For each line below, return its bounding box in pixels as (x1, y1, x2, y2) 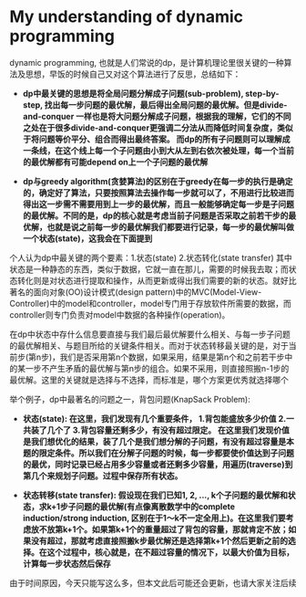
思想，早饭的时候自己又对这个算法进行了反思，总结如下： (25, 68, 241, 79)
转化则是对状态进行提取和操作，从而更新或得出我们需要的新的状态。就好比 (16, 275, 297, 286)
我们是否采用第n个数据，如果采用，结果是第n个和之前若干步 (59, 351, 285, 362)
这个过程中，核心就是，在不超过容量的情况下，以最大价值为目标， (46, 546, 294, 558)
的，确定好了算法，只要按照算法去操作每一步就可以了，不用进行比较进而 (22, 187, 294, 198)
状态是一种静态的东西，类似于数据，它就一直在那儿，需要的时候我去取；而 (9, 263, 289, 275)
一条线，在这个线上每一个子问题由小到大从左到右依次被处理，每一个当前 (22, 144, 294, 156)
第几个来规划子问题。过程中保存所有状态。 (22, 470, 183, 481)
